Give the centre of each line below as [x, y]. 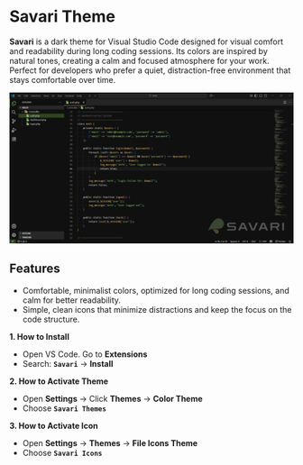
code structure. [51, 319]
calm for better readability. [72, 300]
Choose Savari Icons [62, 452]
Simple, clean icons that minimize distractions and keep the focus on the [157, 309]
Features [35, 269]
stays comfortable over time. [63, 79]
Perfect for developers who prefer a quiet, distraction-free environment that [150, 70]
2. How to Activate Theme [59, 381]
